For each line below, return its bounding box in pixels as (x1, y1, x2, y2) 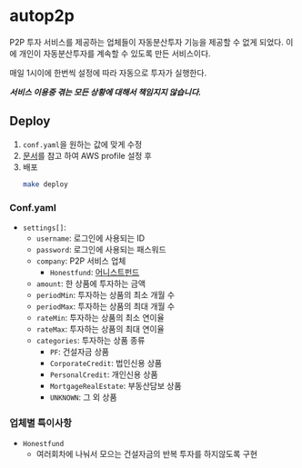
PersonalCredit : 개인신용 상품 (49, 369, 158, 380)
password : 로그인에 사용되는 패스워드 (35, 244, 166, 254)
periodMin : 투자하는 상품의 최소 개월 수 (35, 289, 176, 300)
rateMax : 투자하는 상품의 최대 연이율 (35, 324, 166, 334)
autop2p (9, 5, 75, 26)
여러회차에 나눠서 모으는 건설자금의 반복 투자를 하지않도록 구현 (35, 449, 257, 460)
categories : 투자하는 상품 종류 (35, 334, 146, 345)
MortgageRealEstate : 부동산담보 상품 (49, 380, 182, 391)
